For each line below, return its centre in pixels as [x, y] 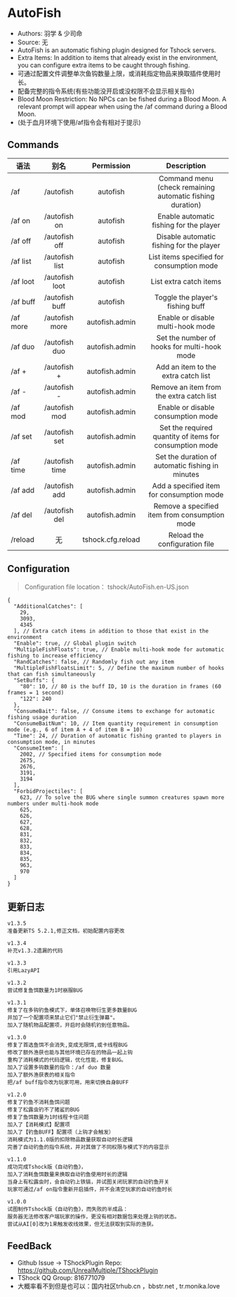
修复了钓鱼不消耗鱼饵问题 [39, 1103]
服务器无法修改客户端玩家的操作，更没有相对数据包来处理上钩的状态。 [94, 1217]
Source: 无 [33, 42]
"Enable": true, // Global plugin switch [75, 643]
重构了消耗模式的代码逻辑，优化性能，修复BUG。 [67, 1060]
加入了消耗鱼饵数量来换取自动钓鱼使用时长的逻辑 [67, 1174]
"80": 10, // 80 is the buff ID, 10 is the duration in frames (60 [120, 686]
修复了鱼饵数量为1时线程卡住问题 [48, 1117]
